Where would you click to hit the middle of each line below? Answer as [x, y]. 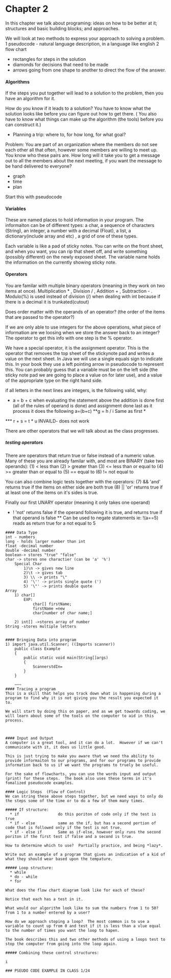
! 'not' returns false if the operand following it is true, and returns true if [87, 512]
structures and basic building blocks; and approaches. [63, 28]
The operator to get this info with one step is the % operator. [69, 338]
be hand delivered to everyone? [39, 166]
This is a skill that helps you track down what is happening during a [83, 693]
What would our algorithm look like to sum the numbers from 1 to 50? [82, 908]
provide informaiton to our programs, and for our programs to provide [83, 760]
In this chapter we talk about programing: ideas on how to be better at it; [81, 23]
